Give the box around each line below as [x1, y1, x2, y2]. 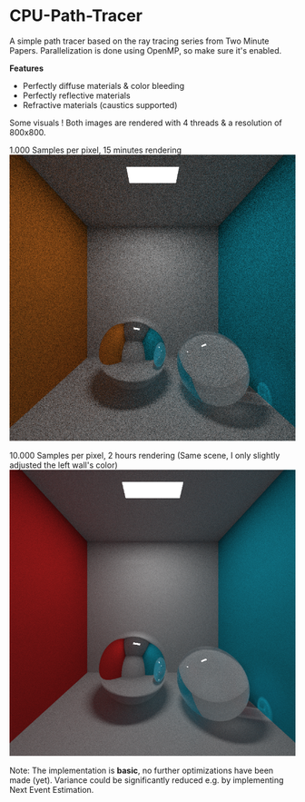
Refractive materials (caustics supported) [22, 99, 178, 110]
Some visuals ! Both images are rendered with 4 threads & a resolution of [9, 117, 283, 128]
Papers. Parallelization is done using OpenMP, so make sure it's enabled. [9, 45, 282, 55]
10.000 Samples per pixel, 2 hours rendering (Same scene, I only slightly [9, 450, 280, 460]
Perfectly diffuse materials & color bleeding [22, 80, 185, 91]
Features [9, 63, 44, 74]
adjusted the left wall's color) [9, 460, 118, 470]
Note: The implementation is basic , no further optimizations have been [9, 765, 274, 776]
